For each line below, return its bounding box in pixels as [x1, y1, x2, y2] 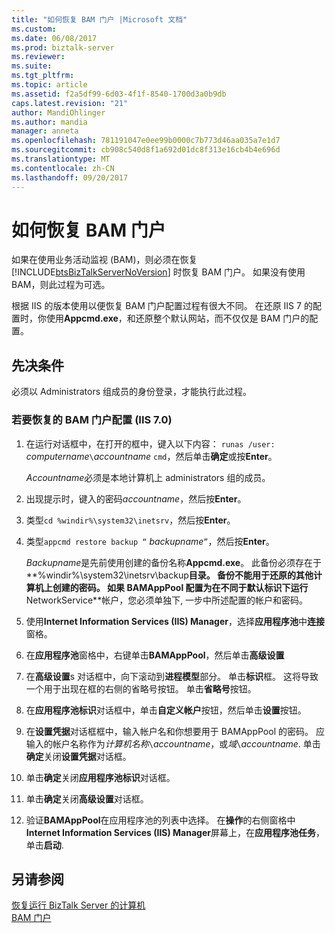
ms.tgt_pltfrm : [11, 71, 75, 81]
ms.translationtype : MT [11, 154, 111, 164]
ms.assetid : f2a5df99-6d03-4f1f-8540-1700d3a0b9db [11, 89, 227, 99]
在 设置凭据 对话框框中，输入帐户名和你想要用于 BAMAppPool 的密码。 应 [25, 725, 325, 737]
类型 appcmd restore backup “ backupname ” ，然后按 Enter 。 [25, 535, 275, 547]
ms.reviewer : [11, 52, 66, 62]
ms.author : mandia [11, 117, 88, 127]
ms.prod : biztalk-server [11, 42, 115, 53]
